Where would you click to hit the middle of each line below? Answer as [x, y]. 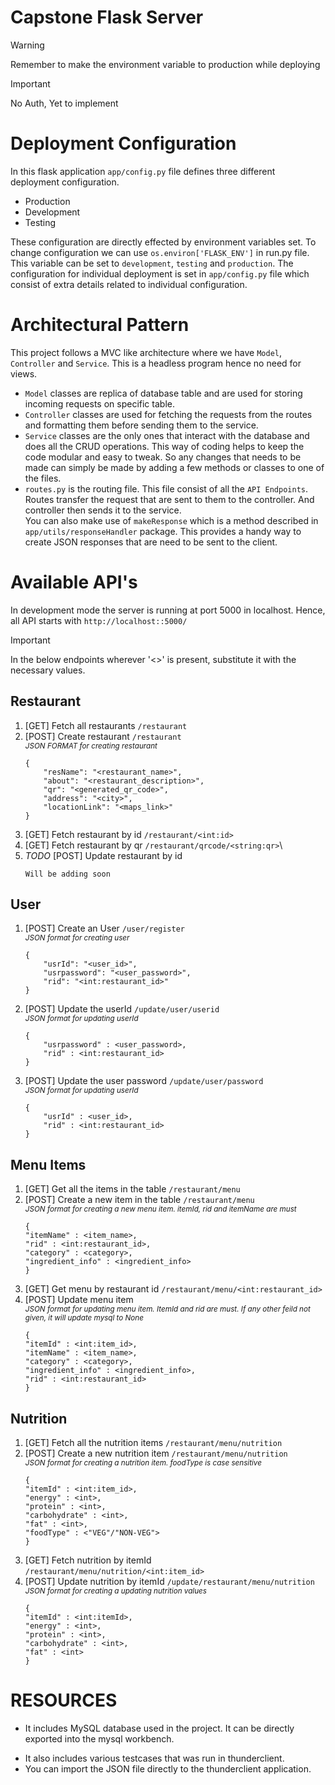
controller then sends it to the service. [103, 510]
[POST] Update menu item [79, 1300]
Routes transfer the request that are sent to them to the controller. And [169, 499]
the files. [43, 478]
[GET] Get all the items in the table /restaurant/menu [132, 1189]
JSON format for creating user [77, 938]
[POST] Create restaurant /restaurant [103, 736]
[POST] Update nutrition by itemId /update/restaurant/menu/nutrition [169, 1581]
